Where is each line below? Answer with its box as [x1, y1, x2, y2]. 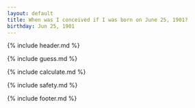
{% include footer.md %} [7, 94, 77, 103]
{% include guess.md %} [7, 55, 77, 63]
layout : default [7, 10, 53, 17]
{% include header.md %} [7, 42, 80, 50]
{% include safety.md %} [7, 81, 78, 90]
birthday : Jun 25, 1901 [7, 23, 75, 29]
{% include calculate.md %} [7, 68, 86, 76]
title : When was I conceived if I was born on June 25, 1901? [7, 16, 188, 23]
